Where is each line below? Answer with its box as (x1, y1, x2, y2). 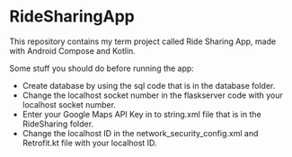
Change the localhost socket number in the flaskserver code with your (22, 90, 283, 100)
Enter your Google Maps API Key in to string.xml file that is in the (22, 109, 262, 119)
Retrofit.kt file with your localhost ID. (22, 137, 157, 148)
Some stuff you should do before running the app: (9, 63, 195, 74)
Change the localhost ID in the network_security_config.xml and (22, 127, 259, 138)
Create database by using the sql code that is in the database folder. (22, 80, 276, 91)
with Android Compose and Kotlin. (9, 45, 137, 56)
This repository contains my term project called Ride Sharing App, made (9, 36, 277, 47)
